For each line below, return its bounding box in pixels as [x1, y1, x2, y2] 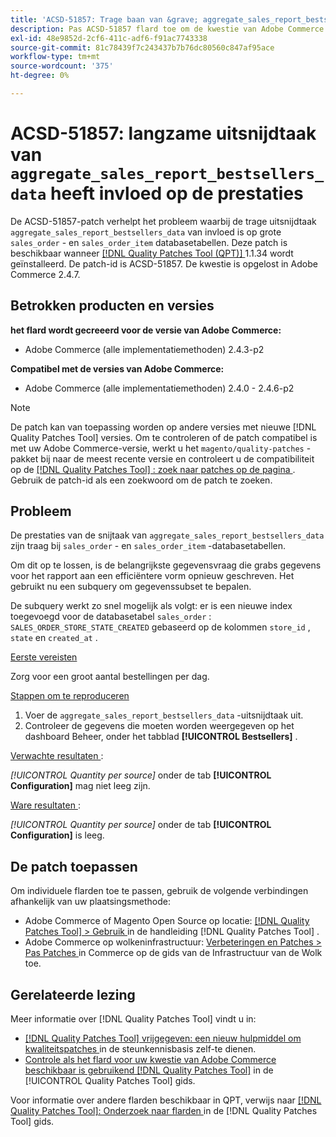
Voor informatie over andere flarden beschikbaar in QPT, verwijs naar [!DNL [10, 1094, 322, 1106]
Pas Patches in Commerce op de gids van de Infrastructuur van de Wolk [24, 947, 323, 959]
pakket [10, 452, 39, 465]
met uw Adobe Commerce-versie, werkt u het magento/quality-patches [10, 442, 305, 454]
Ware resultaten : [10, 799, 81, 811]
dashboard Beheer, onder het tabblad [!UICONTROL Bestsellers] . [24, 731, 298, 743]
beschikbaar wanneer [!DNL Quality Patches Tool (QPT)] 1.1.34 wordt [10, 247, 294, 259]
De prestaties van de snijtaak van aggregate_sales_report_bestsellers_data [10, 529, 325, 541]
